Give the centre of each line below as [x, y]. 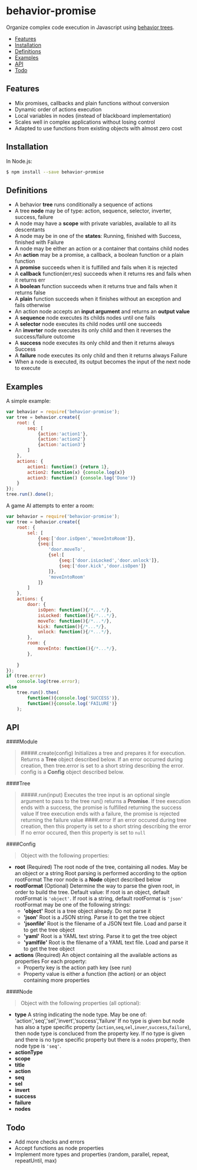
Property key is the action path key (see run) [78, 968]
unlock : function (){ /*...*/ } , [75, 632]
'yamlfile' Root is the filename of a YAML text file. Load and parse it [106, 943]
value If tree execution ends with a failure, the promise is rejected [100, 814]
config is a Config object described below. [72, 772]
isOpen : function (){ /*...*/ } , [75, 610]
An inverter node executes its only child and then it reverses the [93, 330]
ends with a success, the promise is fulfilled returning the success [101, 808]
